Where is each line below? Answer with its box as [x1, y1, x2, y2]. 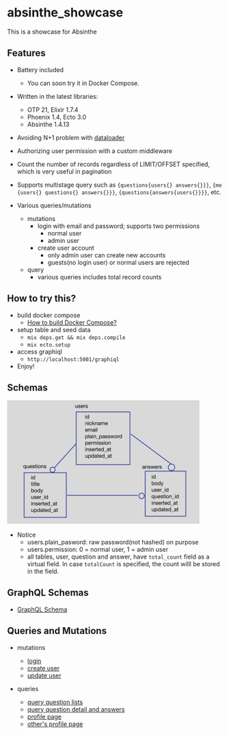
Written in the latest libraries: [16, 92, 98, 100]
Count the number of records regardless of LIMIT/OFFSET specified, [16, 160, 211, 168]
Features [7, 47, 46, 59]
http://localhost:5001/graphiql [27, 355, 120, 363]
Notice [16, 530, 36, 539]
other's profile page [27, 719, 83, 728]
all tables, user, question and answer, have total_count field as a [27, 552, 210, 561]
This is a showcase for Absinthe [7, 27, 97, 36]
